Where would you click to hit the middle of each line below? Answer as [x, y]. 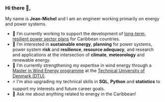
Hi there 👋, [18, 8]
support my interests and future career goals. [58, 89]
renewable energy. [31, 60]
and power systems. [26, 24]
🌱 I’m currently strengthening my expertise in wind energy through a [82, 65]
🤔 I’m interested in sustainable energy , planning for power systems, [82, 44]
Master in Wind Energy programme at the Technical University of [79, 71]
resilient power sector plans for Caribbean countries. [66, 39]
